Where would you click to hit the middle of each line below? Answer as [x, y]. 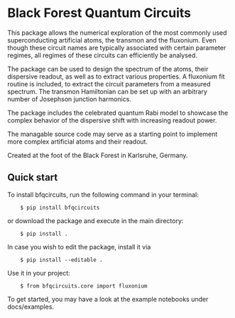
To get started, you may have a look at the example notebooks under [108, 299]
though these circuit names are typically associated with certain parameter [117, 47]
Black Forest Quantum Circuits [99, 13]
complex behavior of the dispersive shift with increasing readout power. [112, 120]
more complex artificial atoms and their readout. [77, 141]
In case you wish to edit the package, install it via [79, 246]
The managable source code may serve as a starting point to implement [113, 134]
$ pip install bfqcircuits [60, 208]
